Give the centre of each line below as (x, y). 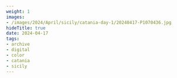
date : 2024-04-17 (27, 33)
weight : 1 (18, 11)
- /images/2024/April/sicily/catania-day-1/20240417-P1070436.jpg (89, 22)
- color (16, 55)
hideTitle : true (26, 28)
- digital (18, 50)
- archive (18, 45)
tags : (13, 39)
